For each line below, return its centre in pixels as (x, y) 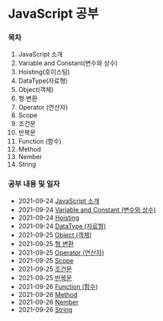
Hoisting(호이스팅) (44, 72)
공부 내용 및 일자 (34, 184)
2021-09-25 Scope (46, 260)
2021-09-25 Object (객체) (55, 235)
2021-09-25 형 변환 (46, 243)
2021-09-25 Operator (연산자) (61, 252)
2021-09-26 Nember (48, 302)
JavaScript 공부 (53, 14)
